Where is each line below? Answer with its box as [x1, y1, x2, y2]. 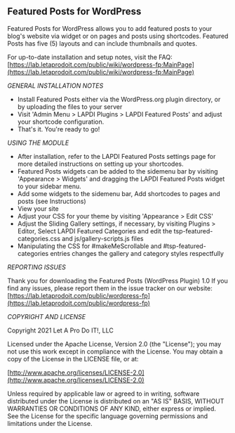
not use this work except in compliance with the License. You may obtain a [7, 347, 223, 356]
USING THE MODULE [7, 138, 69, 147]
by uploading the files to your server [17, 102, 123, 111]
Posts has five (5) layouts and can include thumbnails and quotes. [7, 39, 198, 48]
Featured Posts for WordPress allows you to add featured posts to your [7, 24, 213, 32]
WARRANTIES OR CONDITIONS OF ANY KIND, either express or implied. [7, 404, 216, 413]
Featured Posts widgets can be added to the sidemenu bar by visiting [17, 167, 219, 175]
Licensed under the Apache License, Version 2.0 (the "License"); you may [7, 340, 222, 348]
